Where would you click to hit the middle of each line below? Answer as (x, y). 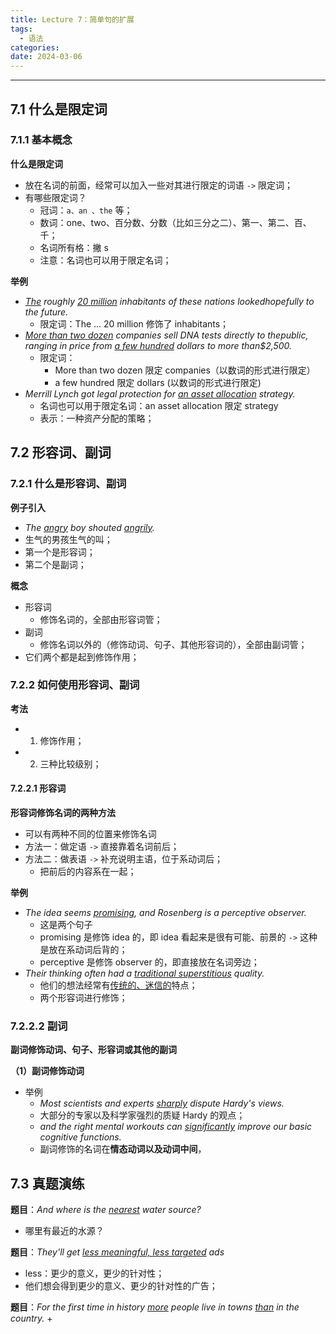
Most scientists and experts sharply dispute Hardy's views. (162, 1103)
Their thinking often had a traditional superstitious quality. (144, 973)
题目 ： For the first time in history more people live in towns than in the (155, 1307)
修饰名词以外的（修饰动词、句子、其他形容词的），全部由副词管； (173, 644)
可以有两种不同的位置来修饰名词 (90, 834)
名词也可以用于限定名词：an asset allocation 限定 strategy (159, 405)
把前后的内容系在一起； (88, 871)
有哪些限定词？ (55, 197)
